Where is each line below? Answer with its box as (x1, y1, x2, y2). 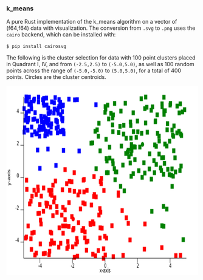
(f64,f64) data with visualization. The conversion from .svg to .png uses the (6, 24, 196, 32)
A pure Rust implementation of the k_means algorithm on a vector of (6, 18, 177, 26)
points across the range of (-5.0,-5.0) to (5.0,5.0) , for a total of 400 (6, 67, 181, 74)
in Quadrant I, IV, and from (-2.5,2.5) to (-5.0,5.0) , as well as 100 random (6, 61, 194, 68)
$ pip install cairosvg (6, 44, 67, 50)
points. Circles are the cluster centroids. (6, 73, 106, 81)
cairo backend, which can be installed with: (6, 31, 116, 38)
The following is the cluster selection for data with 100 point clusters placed (6, 54, 196, 61)
